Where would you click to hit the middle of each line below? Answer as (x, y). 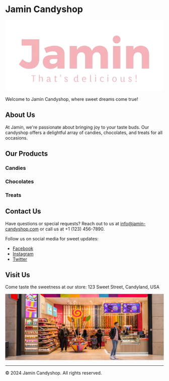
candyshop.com (22, 229)
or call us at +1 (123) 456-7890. (72, 229)
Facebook (23, 248)
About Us (20, 115)
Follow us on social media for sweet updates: (52, 238)
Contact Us (23, 211)
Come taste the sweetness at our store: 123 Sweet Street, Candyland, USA (82, 287)
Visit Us (18, 275)
